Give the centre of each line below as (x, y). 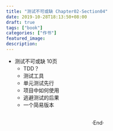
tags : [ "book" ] (24, 28)
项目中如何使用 (41, 90)
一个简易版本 (38, 105)
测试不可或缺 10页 (36, 61)
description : (22, 44)
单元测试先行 (38, 83)
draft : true (20, 22)
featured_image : (26, 38)
